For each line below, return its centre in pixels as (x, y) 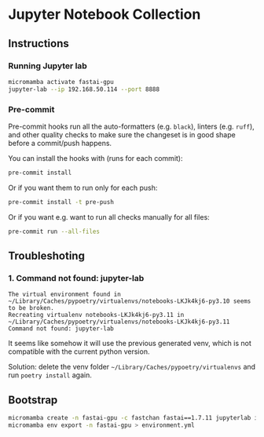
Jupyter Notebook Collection (104, 15)
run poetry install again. (50, 375)
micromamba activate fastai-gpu (61, 82)
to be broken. (31, 308)
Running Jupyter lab (48, 66)
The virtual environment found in (65, 295)
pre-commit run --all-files (54, 231)
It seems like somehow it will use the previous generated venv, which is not (130, 344)
